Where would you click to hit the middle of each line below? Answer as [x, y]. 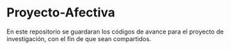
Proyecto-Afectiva [61, 13]
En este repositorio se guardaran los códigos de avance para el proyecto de [115, 32]
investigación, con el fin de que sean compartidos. [79, 38]
